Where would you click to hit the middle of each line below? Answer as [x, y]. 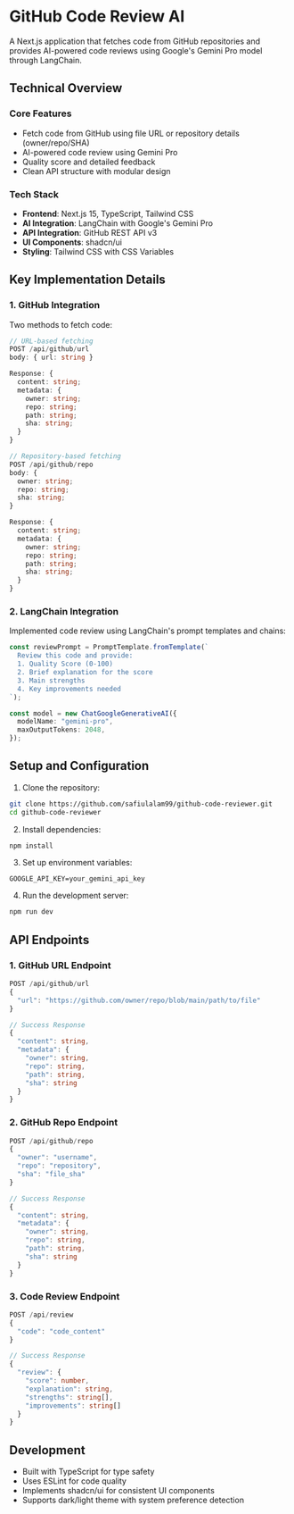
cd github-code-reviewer [55, 812]
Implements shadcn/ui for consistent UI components [118, 1491]
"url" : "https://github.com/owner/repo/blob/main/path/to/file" [139, 1000]
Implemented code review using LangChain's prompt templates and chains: [148, 631]
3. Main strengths [52, 681]
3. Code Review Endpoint [65, 1296]
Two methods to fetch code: [61, 324]
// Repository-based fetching [65, 456]
